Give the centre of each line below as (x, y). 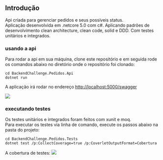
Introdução (22, 8)
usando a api (21, 48)
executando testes (28, 109)
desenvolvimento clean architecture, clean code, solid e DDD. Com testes (79, 30)
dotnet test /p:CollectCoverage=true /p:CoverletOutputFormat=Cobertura (81, 143)
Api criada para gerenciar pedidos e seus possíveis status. (64, 20)
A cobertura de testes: (28, 153)
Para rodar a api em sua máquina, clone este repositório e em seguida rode (81, 59)
